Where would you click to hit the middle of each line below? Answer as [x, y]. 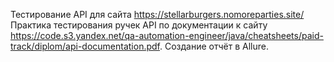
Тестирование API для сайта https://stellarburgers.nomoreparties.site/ [157, 14]
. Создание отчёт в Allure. [214, 46]
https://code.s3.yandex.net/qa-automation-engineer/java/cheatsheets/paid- [167, 35]
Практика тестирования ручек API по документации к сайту [139, 25]
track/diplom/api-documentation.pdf [85, 46]
